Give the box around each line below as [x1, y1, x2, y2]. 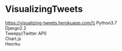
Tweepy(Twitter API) [5, 30, 47, 36]
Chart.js [5, 36, 21, 42]
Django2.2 [5, 25, 26, 31]
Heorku [5, 41, 21, 47]
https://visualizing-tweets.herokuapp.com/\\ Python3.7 [5, 20, 118, 26]
